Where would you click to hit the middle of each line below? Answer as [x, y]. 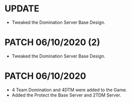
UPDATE [22, 9]
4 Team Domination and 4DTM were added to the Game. [69, 90]
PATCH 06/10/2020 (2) [52, 42]
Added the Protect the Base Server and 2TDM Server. [66, 95]
